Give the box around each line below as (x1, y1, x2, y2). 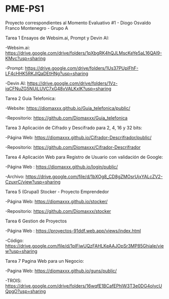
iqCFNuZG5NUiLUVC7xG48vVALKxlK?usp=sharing (5, 85, 112, 91)
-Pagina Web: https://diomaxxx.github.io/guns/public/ (5, 268, 117, 274)
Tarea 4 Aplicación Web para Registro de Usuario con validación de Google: (5, 154, 163, 160)
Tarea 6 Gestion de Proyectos (5, 218, 67, 224)
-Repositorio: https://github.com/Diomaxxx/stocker (5, 208, 111, 214)
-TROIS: (5, 277, 22, 283)
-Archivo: (5, 173, 25, 180)
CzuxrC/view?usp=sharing (5, 178, 61, 185)
